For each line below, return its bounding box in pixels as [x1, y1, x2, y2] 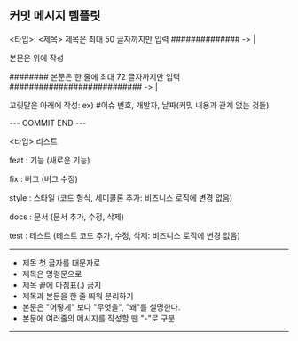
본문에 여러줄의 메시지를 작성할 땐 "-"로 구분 [21, 313, 176, 323]
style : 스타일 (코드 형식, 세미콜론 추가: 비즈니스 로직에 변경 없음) [9, 192, 233, 202]
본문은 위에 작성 [9, 52, 65, 63]
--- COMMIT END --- [9, 117, 87, 128]
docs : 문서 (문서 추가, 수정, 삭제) [9, 211, 125, 222]
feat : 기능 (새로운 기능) [9, 155, 90, 165]
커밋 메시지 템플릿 [9, 8, 101, 24]
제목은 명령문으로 [21, 268, 82, 279]
